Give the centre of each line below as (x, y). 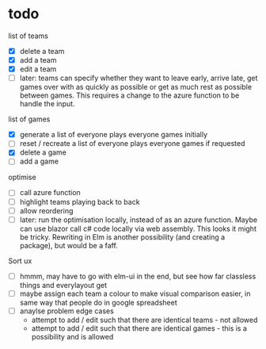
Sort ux (20, 261)
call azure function (50, 193)
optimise (23, 177)
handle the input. (47, 104)
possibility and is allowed (72, 336)
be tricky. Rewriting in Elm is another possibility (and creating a (122, 237)
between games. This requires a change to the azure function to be (129, 95)
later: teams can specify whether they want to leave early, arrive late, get (139, 78)
